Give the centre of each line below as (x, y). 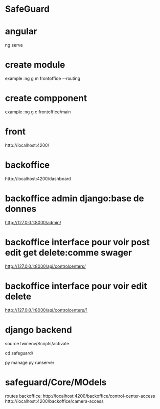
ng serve (14, 45)
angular (21, 32)
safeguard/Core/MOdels (56, 382)
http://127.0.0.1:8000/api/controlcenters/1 (46, 310)
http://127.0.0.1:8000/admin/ (33, 222)
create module (35, 65)
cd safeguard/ (19, 353)
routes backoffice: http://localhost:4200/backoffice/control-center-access (80, 396)
